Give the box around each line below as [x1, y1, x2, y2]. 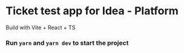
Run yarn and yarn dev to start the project [5, 39, 129, 47]
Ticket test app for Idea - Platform [5, 4, 179, 18]
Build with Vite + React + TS [5, 24, 76, 31]
